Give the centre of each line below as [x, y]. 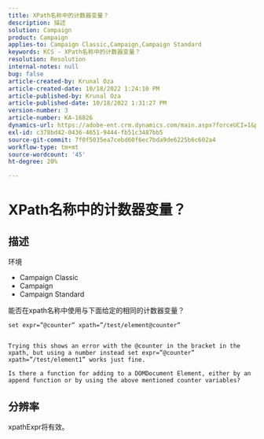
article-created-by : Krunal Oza [61, 81]
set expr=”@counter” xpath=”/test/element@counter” [94, 326]
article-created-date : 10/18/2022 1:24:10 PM [84, 89]
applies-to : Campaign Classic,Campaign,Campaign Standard [105, 45]
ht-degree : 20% [33, 162]
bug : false [26, 74]
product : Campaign [38, 37]
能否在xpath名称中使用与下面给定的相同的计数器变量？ [97, 311]
